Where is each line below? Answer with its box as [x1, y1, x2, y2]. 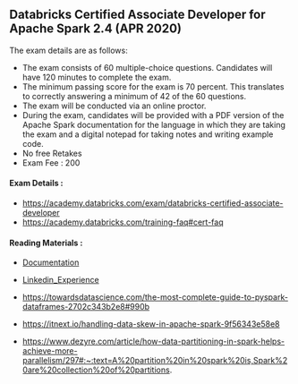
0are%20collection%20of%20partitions [21, 364, 170, 375]
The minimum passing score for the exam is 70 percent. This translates [21, 81, 285, 92]
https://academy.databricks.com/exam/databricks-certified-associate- [21, 198, 284, 209]
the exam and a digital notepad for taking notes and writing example [21, 129, 274, 140]
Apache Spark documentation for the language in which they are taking [21, 119, 286, 130]
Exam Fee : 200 [21, 157, 81, 168]
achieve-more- [21, 346, 78, 356]
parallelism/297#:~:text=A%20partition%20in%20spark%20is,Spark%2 [21, 355, 288, 366]
